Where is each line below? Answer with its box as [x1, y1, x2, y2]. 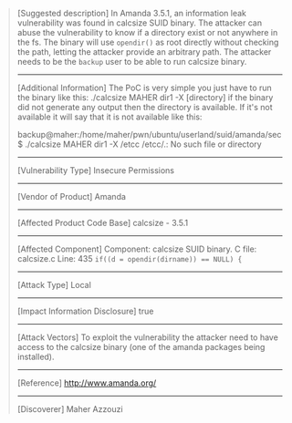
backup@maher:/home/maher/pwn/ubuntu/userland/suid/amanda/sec [16, 129, 282, 139]
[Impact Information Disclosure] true [16, 305, 154, 316]
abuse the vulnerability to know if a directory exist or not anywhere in [16, 27, 278, 37]
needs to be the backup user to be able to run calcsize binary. [16, 57, 247, 67]
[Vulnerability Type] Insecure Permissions [16, 165, 175, 176]
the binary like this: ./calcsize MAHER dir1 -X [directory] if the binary [16, 92, 274, 103]
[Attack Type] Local [16, 280, 92, 290]
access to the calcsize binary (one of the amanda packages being [16, 342, 266, 352]
